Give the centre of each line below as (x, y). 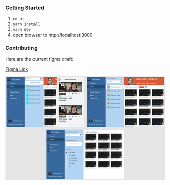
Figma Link (17, 69)
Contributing (21, 48)
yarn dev (22, 30)
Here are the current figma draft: (39, 59)
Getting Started (25, 8)
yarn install (26, 24)
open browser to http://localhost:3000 (53, 35)
